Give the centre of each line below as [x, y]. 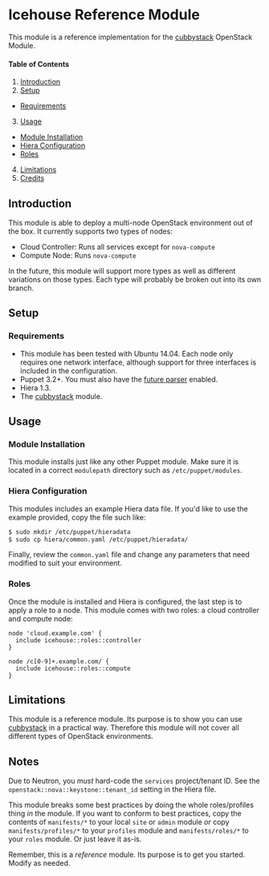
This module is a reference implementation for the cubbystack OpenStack [130, 37]
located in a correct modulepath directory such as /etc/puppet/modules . [125, 471]
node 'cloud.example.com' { [55, 633]
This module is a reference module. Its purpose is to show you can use [125, 719]
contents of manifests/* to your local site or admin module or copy [119, 822]
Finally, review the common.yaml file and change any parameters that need [129, 555]
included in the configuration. [69, 370]
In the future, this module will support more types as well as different [122, 271]
